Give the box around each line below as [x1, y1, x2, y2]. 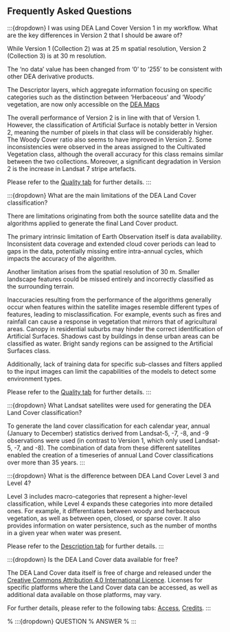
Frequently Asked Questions [7, 5, 133, 17]
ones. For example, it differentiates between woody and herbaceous [7, 506, 200, 515]
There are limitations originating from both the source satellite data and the [7, 212, 219, 220]
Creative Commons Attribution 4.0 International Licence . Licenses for [7, 576, 203, 584]
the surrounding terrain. [7, 282, 74, 291]
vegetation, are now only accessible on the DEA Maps [7, 100, 160, 109]
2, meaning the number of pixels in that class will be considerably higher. [7, 128, 214, 136]
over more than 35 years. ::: [7, 458, 86, 466]
